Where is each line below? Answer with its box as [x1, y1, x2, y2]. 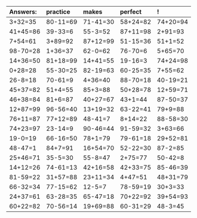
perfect [120, 8, 142, 16]
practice [46, 8, 70, 16]
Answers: [9, 8, 37, 16]
